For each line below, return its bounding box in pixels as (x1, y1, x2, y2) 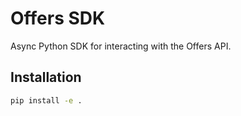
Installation (10, 69, 82, 86)
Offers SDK (10, 7, 106, 30)
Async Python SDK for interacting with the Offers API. (10, 40, 232, 52)
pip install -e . (10, 95, 83, 106)
